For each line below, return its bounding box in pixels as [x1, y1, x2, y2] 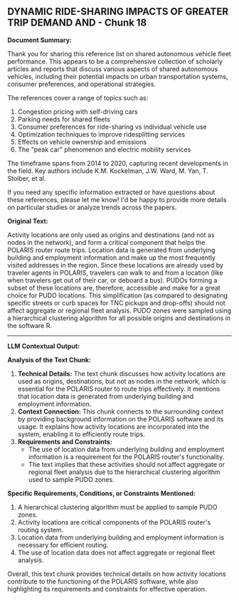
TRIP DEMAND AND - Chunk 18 [7, 17, 147, 29]
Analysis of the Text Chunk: [7, 355, 91, 364]
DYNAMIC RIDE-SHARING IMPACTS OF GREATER [7, 6, 229, 18]
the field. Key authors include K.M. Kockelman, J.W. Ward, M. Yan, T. [7, 167, 208, 175]
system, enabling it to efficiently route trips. [17, 430, 146, 438]
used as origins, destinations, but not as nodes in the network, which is [17, 377, 226, 385]
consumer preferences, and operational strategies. [7, 80, 156, 88]
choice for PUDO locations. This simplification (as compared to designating [7, 291, 228, 300]
